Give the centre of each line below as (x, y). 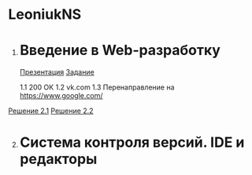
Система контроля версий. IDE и (132, 142)
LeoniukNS (45, 15)
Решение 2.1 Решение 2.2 (51, 111)
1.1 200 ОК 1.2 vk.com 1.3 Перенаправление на (97, 87)
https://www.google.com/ (61, 96)
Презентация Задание (57, 72)
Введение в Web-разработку (120, 51)
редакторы (58, 159)
